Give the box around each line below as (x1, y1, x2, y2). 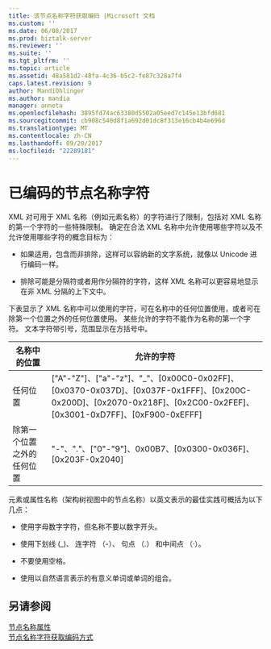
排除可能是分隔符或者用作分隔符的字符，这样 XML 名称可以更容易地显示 (19, 277, 259, 286)
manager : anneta (8, 102, 63, 110)
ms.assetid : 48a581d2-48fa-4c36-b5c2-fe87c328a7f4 (8, 72, 182, 80)
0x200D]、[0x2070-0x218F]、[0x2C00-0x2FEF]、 (51, 397, 255, 408)
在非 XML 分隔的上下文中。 (19, 287, 110, 297)
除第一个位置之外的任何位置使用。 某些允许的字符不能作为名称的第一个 (8, 314, 244, 323)
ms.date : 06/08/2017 (8, 27, 78, 35)
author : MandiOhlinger (8, 86, 85, 95)
